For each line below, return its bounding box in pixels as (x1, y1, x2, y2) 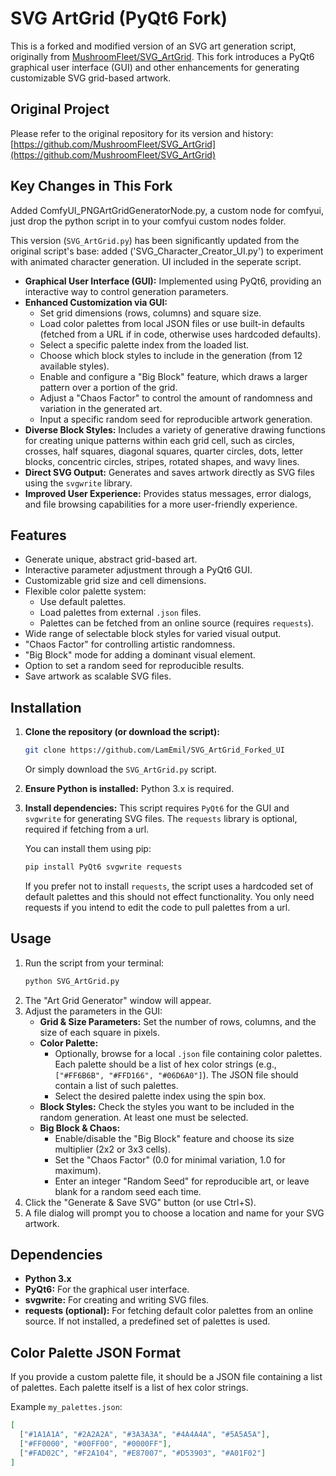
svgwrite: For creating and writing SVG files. (24, 1294, 210, 1306)
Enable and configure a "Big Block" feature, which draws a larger (39, 370, 308, 382)
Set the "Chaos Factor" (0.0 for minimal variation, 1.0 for (54, 1153, 286, 1166)
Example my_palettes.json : (10, 1401, 123, 1413)
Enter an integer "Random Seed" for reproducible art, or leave (54, 1175, 310, 1187)
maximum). (54, 1164, 102, 1176)
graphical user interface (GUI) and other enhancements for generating (10, 61, 300, 73)
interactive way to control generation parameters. (24, 285, 229, 297)
